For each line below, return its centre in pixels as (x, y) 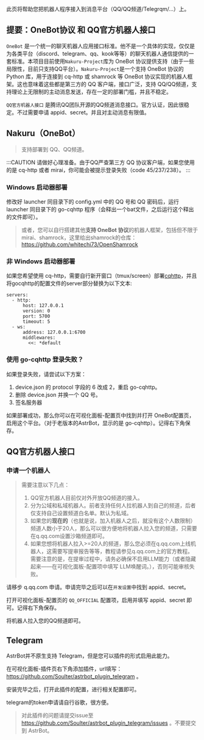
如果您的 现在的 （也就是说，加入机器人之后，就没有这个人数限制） (113, 521)
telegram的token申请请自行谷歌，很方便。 (59, 702)
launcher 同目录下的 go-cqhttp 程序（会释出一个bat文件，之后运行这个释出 (100, 209)
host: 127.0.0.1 (43, 306)
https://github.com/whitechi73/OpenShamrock (79, 244)
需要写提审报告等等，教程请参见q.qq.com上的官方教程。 (122, 551)
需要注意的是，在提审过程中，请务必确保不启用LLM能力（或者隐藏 (113, 559)
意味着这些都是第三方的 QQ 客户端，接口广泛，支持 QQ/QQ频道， (109, 84)
